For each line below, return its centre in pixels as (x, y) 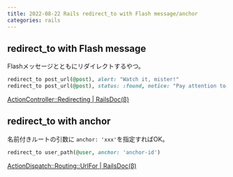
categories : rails (34, 20)
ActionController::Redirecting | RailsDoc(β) (68, 99)
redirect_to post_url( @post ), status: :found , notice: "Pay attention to (117, 86)
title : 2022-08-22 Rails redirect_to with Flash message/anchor (103, 14)
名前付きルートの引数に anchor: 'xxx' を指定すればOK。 (88, 139)
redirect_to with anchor (59, 121)
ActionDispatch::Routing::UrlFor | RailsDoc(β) (72, 166)
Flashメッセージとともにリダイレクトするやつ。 (76, 66)
